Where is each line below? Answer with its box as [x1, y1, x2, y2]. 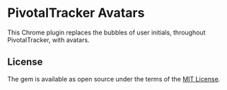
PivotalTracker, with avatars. [7, 35, 90, 44]
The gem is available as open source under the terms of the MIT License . [7, 75, 221, 83]
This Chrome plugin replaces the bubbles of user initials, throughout [7, 28, 206, 37]
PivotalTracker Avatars [7, 5, 145, 21]
